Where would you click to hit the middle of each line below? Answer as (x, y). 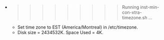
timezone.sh (134, 18)
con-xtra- (132, 12)
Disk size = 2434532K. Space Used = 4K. (60, 32)
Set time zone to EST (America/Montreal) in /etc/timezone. (78, 27)
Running (130, 7)
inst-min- (149, 7)
